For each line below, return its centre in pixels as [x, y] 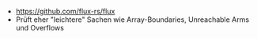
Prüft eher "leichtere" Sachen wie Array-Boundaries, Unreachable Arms [132, 19]
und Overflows [40, 28]
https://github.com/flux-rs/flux [65, 11]
